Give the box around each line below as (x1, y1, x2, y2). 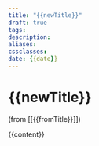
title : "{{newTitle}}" (8, 11, 82, 20)
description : (8, 33, 51, 41)
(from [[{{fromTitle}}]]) (8, 114, 81, 123)
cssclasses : (8, 48, 47, 55)
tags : (8, 26, 26, 34)
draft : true (8, 19, 47, 27)
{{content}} (8, 130, 45, 139)
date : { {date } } (8, 55, 58, 63)
